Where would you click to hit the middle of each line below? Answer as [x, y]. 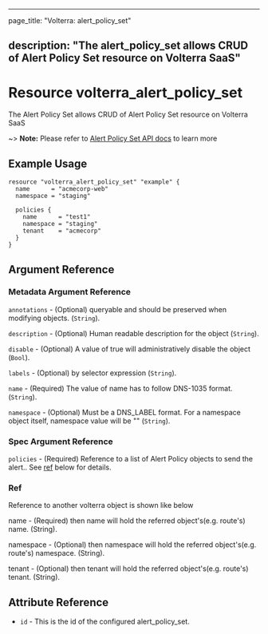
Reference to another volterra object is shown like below [101, 505]
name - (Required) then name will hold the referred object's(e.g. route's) [127, 521]
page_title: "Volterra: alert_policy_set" [70, 20]
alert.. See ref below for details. [60, 467]
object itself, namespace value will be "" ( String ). [89, 421]
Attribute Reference [59, 602]
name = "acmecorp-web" [62, 189]
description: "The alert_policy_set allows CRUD [128, 46]
